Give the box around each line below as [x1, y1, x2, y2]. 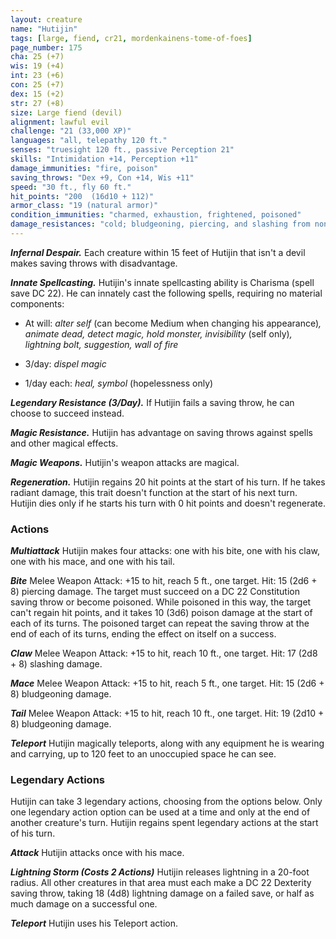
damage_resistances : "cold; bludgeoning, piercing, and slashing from [10, 219, 311, 230]
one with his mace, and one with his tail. [10, 556, 176, 568]
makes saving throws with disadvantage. [10, 257, 178, 269]
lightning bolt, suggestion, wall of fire [24, 338, 179, 350]
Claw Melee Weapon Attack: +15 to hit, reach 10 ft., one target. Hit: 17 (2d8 [10, 647, 318, 660]
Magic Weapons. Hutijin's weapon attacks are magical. [10, 456, 240, 468]
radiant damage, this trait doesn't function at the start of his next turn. [10, 486, 298, 498]
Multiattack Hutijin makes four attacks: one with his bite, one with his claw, [10, 545, 320, 557]
